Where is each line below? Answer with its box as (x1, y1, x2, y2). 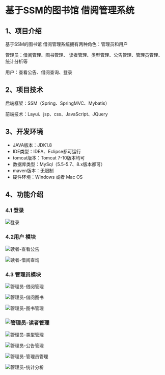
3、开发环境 (5, 127, 43, 136)
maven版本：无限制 (12, 167, 54, 174)
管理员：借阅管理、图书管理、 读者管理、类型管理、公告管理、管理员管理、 (5, 52, 163, 58)
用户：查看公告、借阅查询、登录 (5, 69, 72, 75)
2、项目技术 (5, 85, 43, 95)
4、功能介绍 (5, 190, 44, 199)
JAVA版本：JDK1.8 (12, 142, 52, 148)
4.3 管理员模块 (5, 271, 41, 278)
